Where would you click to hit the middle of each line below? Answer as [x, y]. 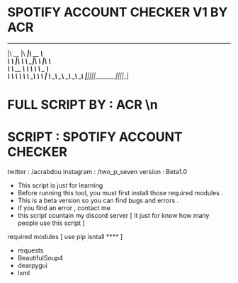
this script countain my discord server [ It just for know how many [113, 216]
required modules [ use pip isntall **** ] [65, 237]
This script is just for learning [60, 185]
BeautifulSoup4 [40, 258]
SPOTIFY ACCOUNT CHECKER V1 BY [118, 12]
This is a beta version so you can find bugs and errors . [98, 201]
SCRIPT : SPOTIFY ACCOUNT [95, 137]
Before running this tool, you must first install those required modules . [120, 193]
